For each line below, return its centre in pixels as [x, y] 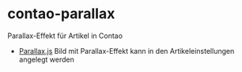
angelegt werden [46, 59]
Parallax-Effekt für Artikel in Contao [65, 36]
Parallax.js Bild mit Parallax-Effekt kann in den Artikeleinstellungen [127, 51]
